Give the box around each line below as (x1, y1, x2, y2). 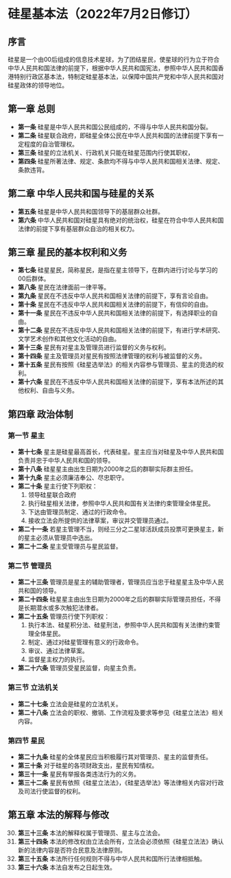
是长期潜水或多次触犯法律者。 (17, 604, 102, 612)
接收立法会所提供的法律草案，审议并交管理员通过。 (27, 516, 173, 525)
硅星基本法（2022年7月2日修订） (8, 6, 197, 22)
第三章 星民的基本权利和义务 (8, 247, 127, 259)
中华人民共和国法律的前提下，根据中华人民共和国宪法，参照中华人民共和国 (8, 64, 218, 72)
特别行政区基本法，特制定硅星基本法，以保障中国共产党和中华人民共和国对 (13, 73, 224, 80)
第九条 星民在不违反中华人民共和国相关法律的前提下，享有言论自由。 (17, 292, 212, 300)
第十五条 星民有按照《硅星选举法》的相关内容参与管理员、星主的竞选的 (17, 360, 218, 369)
